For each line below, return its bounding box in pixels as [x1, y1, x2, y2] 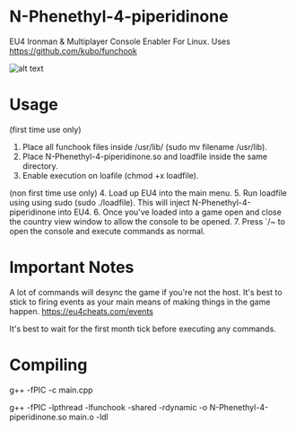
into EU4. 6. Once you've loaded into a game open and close [57, 207, 283, 217]
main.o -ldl [68, 411, 109, 422]
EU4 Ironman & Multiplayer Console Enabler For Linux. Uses [9, 36, 231, 47]
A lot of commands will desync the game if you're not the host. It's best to [9, 286, 283, 297]
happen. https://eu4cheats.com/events [9, 305, 154, 316]
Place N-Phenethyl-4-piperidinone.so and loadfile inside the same [22, 151, 267, 162]
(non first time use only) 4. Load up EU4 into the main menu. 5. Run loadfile [9, 187, 287, 198]
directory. [22, 160, 58, 172]
